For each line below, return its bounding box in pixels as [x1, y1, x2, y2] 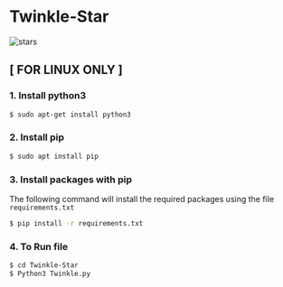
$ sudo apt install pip [9, 152, 99, 161]
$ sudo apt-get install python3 [9, 110, 131, 119]
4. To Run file [9, 240, 69, 253]
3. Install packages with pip [9, 173, 133, 186]
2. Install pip [9, 131, 65, 143]
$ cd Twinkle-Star [9, 261, 79, 270]
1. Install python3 [9, 89, 87, 102]
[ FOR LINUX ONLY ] [9, 62, 124, 78]
